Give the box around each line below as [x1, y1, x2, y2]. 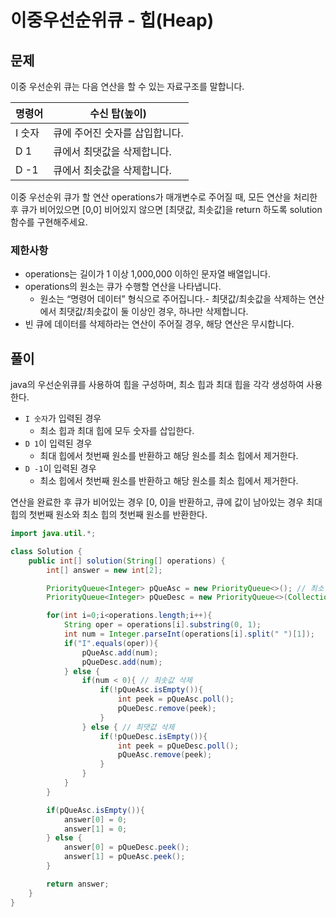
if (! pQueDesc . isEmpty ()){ [99, 731, 208, 741]
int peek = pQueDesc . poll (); [117, 741, 240, 751]
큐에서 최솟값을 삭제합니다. [53, 164, 172, 177]
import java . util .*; [10, 529, 97, 539]
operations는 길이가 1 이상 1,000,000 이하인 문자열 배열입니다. [24, 268, 272, 280]
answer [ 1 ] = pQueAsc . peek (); [63, 852, 186, 862]
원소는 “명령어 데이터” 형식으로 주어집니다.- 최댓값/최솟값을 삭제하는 [39, 293, 307, 305]
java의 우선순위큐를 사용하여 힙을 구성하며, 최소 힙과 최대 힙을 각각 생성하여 [10, 379, 305, 391]
